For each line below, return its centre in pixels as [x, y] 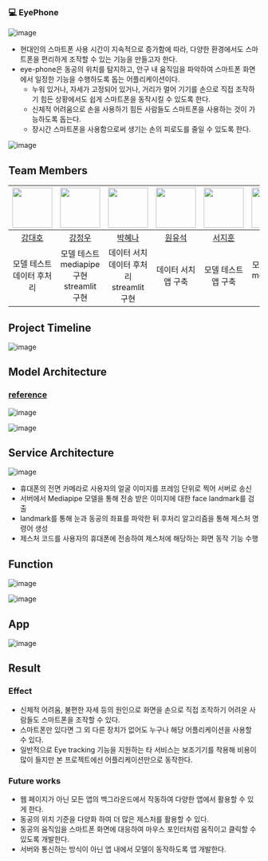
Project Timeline [50, 327]
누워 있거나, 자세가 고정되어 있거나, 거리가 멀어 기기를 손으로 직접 [132, 90]
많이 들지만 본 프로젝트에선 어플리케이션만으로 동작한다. [106, 759]
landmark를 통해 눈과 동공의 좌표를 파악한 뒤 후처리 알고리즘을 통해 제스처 [135, 519]
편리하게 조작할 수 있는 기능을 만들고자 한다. [109, 59]
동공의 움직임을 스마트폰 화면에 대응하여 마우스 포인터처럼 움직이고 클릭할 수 [138, 829]
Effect [20, 692]
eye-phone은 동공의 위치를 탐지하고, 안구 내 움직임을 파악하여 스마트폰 [130, 70]
